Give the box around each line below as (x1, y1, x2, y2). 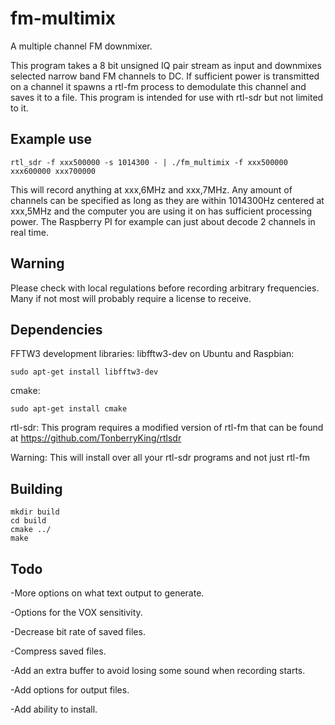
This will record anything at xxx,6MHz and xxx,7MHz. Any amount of (10, 183, 293, 196)
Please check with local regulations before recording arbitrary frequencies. (10, 282, 320, 294)
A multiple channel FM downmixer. (10, 40, 153, 52)
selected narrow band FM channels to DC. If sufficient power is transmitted (10, 70, 320, 82)
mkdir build (10, 507, 60, 517)
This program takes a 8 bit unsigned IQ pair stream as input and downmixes (10, 59, 322, 71)
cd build (10, 516, 47, 526)
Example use (10, 131, 93, 148)
